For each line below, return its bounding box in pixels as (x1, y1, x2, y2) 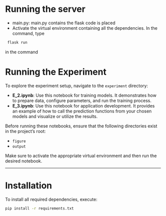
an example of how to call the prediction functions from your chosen (12, 108, 152, 114)
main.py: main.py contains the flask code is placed (12, 20, 116, 26)
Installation (5, 180, 52, 191)
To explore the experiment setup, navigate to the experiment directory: (5, 83, 148, 89)
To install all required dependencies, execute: (5, 196, 98, 202)
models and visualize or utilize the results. (12, 113, 98, 119)
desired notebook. (5, 158, 42, 164)
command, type (12, 30, 44, 36)
